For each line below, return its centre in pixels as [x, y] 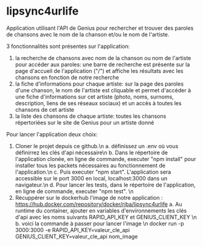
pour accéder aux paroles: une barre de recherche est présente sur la [102, 64]
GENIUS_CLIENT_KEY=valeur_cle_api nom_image [76, 236]
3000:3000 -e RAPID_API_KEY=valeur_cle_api [72, 230]
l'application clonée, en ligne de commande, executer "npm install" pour [105, 159]
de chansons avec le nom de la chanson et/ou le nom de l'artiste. [88, 34]
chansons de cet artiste [45, 109]
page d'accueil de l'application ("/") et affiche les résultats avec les [99, 70]
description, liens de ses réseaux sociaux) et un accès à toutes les [98, 103]
